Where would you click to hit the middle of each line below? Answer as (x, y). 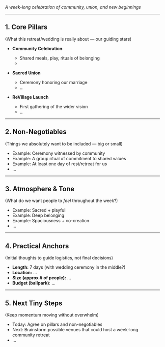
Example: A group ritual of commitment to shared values (69, 158)
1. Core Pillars (26, 27)
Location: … (25, 273)
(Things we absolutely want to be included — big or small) (64, 144)
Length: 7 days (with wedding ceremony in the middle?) (69, 267)
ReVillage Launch (30, 97)
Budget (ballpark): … (34, 283)
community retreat (31, 335)
